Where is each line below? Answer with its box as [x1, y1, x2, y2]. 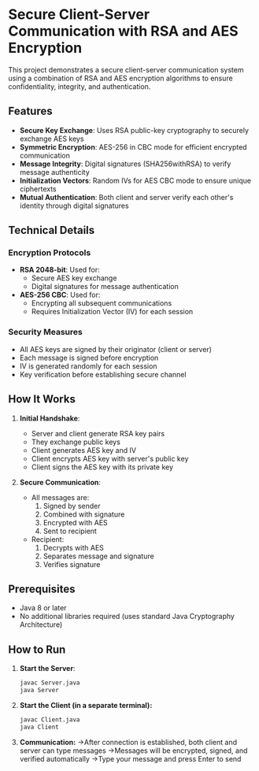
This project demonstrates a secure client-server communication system [8, 65, 244, 74]
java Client [19, 723, 59, 731]
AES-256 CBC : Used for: [19, 290, 101, 300]
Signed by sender [43, 501, 101, 510]
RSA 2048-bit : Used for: [19, 265, 100, 275]
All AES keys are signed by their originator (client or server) [19, 344, 213, 354]
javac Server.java [19, 679, 80, 687]
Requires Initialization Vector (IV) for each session [31, 307, 194, 317]
